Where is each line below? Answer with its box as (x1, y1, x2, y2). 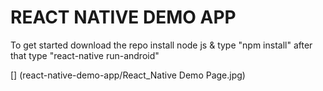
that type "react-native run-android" (10, 49, 160, 61)
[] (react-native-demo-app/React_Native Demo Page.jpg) (10, 69, 246, 81)
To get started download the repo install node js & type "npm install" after (10, 39, 313, 51)
